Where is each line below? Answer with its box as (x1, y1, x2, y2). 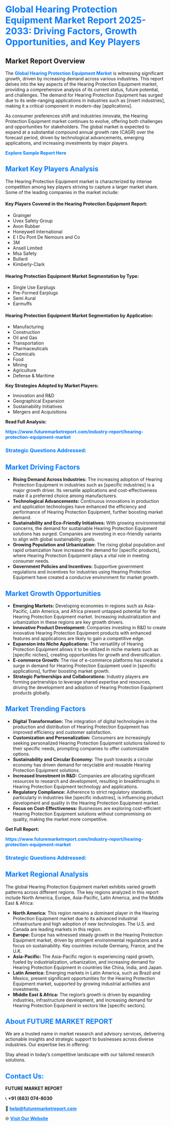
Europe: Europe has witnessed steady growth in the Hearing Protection (12, 931, 163, 938)
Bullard (12, 256, 28, 262)
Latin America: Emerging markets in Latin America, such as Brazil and (12, 969, 161, 976)
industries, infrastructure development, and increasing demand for (12, 997, 153, 1003)
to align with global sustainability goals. (12, 536, 96, 542)
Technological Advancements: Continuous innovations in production (12, 498, 159, 504)
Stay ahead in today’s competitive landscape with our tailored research (5, 1051, 155, 1058)
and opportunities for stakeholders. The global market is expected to (5, 124, 150, 130)
